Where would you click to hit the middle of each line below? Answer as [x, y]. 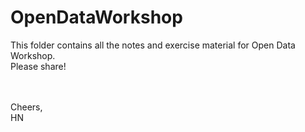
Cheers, [26, 107]
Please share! [38, 66]
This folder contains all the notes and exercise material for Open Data [153, 45]
